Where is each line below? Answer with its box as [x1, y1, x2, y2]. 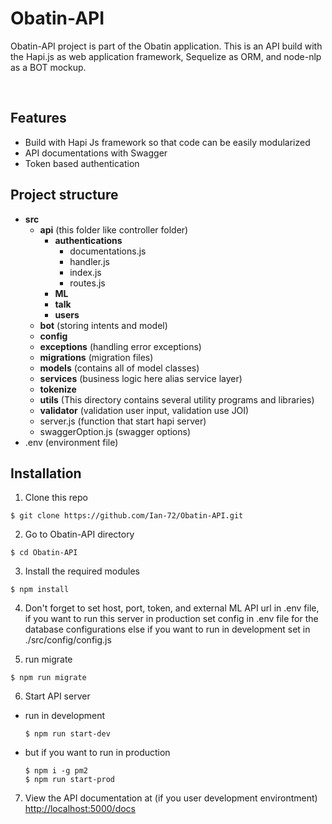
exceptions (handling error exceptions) [39, 340, 202, 352]
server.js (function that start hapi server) [39, 415, 207, 427]
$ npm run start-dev [24, 729, 111, 739]
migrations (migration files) [39, 351, 154, 363]
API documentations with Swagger [24, 147, 168, 159]
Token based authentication [24, 157, 140, 169]
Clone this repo [24, 492, 88, 504]
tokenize [39, 383, 77, 395]
